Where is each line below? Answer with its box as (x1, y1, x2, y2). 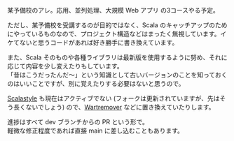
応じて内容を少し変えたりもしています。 (7, 62, 124, 70)
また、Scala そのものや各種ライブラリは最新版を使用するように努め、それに (7, 53, 228, 61)
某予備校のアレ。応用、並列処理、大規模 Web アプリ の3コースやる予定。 (7, 6, 219, 14)
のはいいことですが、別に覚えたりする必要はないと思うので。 (7, 80, 185, 87)
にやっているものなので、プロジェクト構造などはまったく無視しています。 (7, 30, 221, 38)
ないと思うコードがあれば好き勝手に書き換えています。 (19, 38, 179, 47)
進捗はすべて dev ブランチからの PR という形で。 (7, 118, 149, 126)
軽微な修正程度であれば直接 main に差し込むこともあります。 (7, 126, 184, 135)
